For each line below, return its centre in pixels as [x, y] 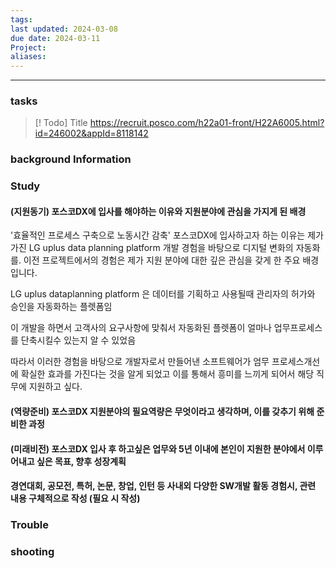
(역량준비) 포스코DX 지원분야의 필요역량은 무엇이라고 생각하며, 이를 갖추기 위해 [162, 412]
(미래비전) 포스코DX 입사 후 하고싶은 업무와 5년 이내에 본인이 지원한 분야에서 [158, 448]
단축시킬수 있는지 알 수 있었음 [78, 340]
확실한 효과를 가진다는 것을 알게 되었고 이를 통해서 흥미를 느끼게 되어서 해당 [167, 374]
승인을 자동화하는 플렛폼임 [61, 307]
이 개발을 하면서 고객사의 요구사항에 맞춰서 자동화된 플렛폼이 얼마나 [141, 328]
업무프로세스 [298, 328]
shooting [32, 552]
